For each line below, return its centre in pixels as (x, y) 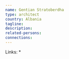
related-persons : (23, 33)
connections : (19, 38)
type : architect (22, 14)
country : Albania (23, 19)
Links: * (13, 52)
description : (19, 28)
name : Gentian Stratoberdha (35, 10)
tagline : (14, 24)
